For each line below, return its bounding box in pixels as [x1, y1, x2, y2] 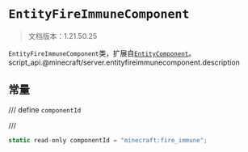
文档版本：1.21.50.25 [27, 31, 98, 40]
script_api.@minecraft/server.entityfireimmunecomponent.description [8, 57, 241, 67]
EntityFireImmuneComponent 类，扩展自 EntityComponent [8, 48, 189, 58]
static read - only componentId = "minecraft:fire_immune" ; [8, 136, 208, 144]
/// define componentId [8, 104, 82, 115]
